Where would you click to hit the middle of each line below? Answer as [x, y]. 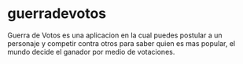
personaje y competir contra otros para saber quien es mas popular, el [121, 43]
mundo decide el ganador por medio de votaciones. [91, 52]
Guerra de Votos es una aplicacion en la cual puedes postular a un [115, 35]
